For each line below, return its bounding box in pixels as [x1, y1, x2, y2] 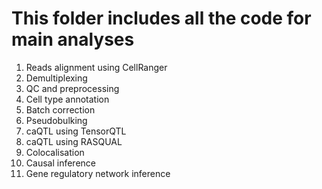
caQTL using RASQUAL [25, 135, 123, 147]
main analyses [11, 28, 135, 51]
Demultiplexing [25, 72, 88, 84]
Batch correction [25, 103, 96, 116]
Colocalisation [25, 146, 85, 158]
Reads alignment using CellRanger [25, 61, 168, 73]
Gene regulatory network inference [25, 167, 171, 179]
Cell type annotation [25, 93, 110, 105]
